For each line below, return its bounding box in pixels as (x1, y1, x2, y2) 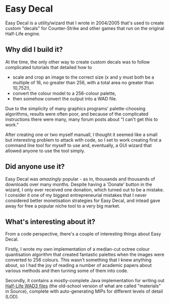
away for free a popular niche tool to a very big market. (5, 202, 121, 209)
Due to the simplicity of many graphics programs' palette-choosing (5, 105, 146, 112)
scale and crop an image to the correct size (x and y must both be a (12, 74, 155, 80)
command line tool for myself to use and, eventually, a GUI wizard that (5, 142, 152, 148)
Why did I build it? (5, 45, 63, 54)
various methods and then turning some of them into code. (5, 267, 128, 274)
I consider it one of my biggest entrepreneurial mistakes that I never (5, 192, 147, 198)
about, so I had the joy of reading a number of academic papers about (5, 262, 152, 268)
